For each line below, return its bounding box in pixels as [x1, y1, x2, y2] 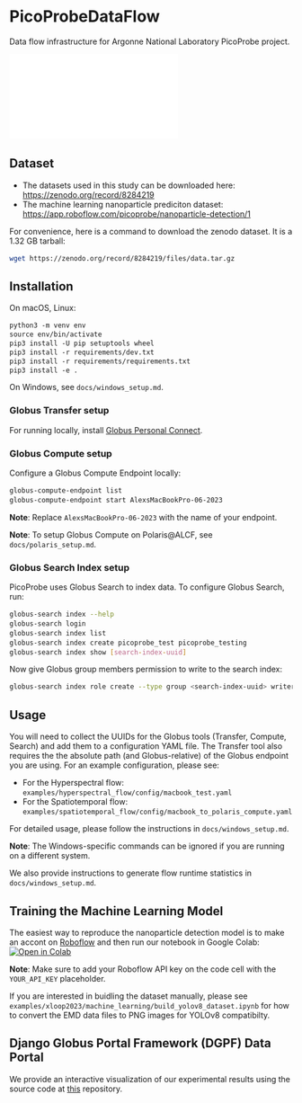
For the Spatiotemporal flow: [22, 796, 129, 807]
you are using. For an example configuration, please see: [9, 760, 220, 770]
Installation [9, 279, 74, 294]
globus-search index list [9, 628, 106, 637]
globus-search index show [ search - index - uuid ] [9, 647, 187, 657]
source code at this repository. [9, 1083, 123, 1094]
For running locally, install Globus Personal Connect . [9, 424, 203, 435]
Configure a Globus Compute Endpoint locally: [9, 467, 182, 478]
